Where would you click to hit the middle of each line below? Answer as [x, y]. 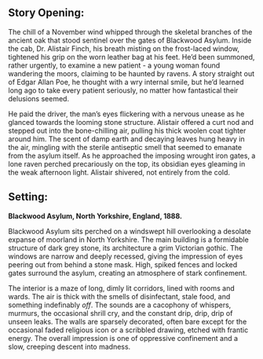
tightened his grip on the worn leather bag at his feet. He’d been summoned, [131, 57]
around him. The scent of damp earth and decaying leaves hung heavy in [126, 139]
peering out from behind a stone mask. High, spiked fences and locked [123, 264]
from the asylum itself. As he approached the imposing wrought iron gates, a [132, 156]
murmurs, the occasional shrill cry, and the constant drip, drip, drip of [121, 313]
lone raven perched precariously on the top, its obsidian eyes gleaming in [127, 163]
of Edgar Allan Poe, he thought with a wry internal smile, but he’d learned [126, 82]
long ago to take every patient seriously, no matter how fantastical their [123, 90]
